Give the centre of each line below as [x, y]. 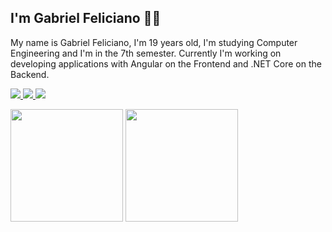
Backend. [30, 74]
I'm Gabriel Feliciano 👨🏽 [86, 18]
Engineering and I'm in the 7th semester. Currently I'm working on [146, 53]
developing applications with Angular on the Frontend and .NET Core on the [166, 63]
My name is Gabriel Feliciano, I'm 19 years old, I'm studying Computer [154, 42]
